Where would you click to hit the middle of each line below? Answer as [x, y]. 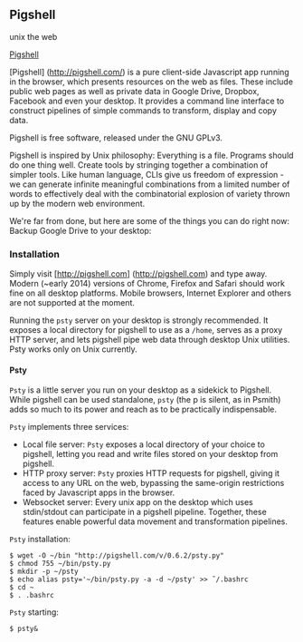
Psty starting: [34, 612]
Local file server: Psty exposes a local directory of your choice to [143, 444]
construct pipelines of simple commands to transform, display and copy [143, 110]
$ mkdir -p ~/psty [44, 572]
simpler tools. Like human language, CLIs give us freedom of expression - [147, 174]
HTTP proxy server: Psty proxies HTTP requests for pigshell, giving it [151, 473]
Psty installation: [40, 540]
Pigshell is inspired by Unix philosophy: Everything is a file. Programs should [151, 155]
